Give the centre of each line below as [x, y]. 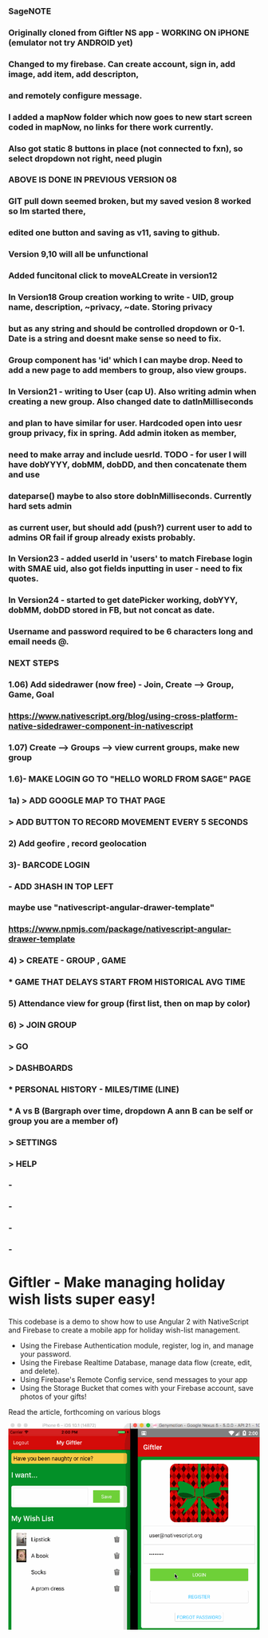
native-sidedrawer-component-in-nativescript [101, 726]
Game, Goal [31, 695]
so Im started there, [47, 211]
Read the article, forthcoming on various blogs [85, 1412]
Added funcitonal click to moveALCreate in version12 [113, 276]
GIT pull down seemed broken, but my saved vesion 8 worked [130, 202]
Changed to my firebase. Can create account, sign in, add [122, 64]
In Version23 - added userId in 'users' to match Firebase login [130, 559]
